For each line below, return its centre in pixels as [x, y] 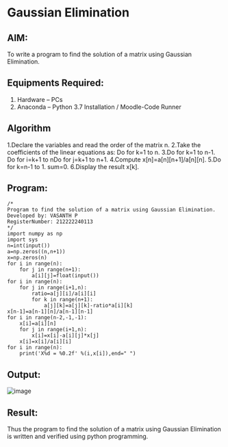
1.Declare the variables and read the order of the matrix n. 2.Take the [104, 144]
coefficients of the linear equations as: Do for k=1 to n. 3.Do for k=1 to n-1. [111, 152]
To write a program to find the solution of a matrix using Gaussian [100, 54]
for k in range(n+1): [63, 300]
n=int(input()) [29, 246]
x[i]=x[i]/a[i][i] [46, 342]
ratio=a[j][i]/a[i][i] [64, 294]
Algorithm [29, 128]
